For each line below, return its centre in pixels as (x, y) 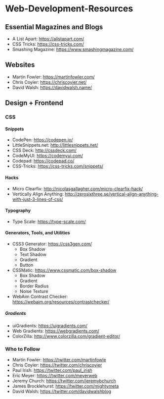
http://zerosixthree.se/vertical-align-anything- (112, 194)
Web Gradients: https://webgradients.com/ (56, 331)
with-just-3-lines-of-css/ (38, 199)
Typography (18, 211)
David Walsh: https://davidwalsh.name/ (52, 87)
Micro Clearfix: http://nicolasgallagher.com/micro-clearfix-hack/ (78, 188)
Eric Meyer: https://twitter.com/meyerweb (55, 376)
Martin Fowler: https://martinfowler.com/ (53, 77)
